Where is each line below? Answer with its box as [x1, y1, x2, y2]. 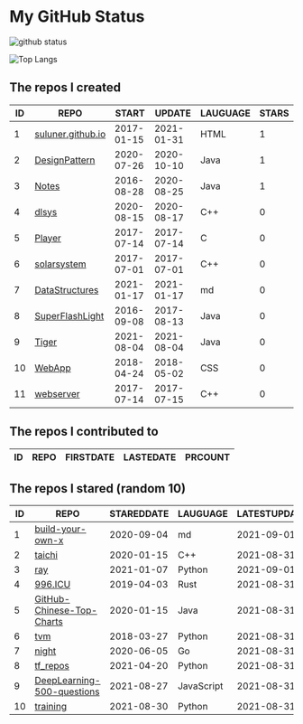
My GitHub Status [9, 6, 145, 27]
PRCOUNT [184, 450, 231, 463]
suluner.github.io [34, 127, 106, 140]
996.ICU [34, 578, 71, 591]
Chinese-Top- [34, 604, 97, 616]
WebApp [34, 362, 71, 374]
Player [34, 231, 61, 244]
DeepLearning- [34, 674, 101, 687]
